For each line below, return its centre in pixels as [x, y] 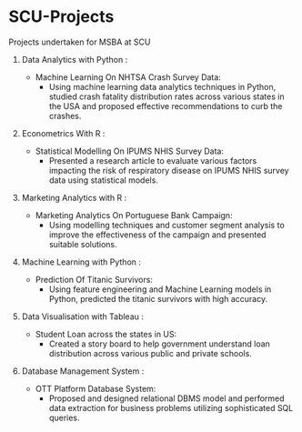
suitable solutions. [83, 244]
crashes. [65, 116]
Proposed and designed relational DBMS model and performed [166, 398]
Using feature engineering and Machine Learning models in [160, 289]
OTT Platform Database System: [96, 388]
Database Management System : [83, 371]
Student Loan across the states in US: [106, 334]
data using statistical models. [103, 180]
